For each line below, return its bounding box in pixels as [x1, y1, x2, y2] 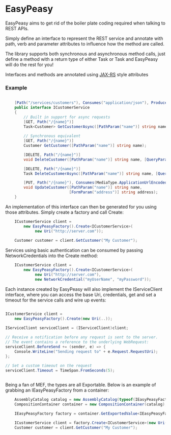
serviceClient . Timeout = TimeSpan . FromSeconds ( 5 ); [5, 368, 115, 373]
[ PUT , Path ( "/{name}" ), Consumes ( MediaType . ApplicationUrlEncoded [23, 180, 167, 186]
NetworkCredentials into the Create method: [5, 253, 98, 259]
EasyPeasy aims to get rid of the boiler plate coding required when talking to [5, 20, 165, 26]
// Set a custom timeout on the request [5, 363, 93, 368]
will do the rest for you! [5, 61, 54, 67]
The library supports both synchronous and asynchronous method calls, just [5, 51, 165, 57]
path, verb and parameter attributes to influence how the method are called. [5, 40, 164, 47]
